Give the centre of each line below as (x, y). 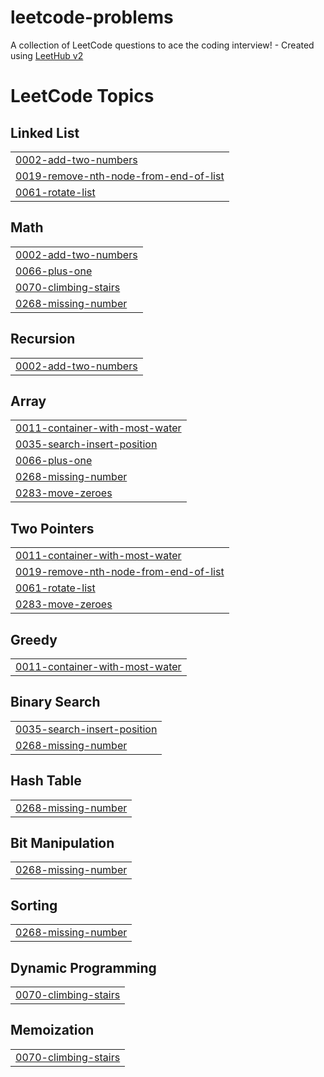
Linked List (45, 132)
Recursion (43, 339)
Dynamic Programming (83, 967)
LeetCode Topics (82, 96)
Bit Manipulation (62, 843)
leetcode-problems (92, 17)
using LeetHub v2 (47, 55)
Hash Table (46, 781)
